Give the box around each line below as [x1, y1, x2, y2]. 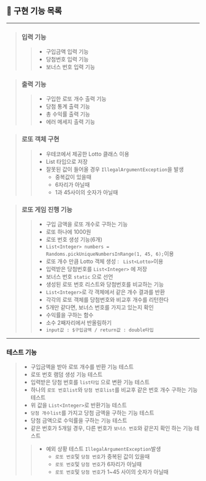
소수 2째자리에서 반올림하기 [45, 319, 112, 326]
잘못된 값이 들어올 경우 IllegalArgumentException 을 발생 [45, 165, 184, 173]
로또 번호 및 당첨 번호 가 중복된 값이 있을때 [55, 453, 150, 460]
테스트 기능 [6, 348, 37, 356]
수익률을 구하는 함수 [45, 312, 94, 318]
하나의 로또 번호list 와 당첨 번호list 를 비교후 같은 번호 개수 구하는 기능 [30, 386, 198, 394]
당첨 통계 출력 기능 [45, 103, 91, 110]
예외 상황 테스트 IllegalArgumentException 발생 [45, 445, 161, 453]
